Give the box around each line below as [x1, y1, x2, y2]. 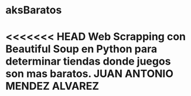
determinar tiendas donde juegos [5, 55, 171, 68]
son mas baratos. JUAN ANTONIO [5, 67, 174, 80]
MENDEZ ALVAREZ [5, 80, 100, 93]
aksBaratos [5, 3, 62, 17]
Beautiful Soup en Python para [5, 42, 158, 56]
